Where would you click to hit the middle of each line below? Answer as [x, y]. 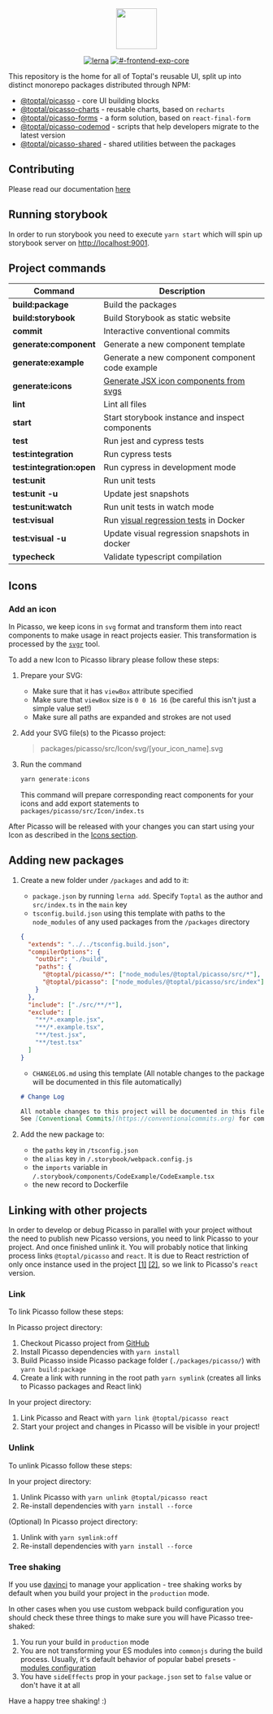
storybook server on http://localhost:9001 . [79, 242]
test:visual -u [39, 538]
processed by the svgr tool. [54, 644]
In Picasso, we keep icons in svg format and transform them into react [125, 627]
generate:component [54, 345]
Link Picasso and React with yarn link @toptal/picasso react [125, 1418]
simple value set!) [62, 709]
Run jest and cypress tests [154, 441]
